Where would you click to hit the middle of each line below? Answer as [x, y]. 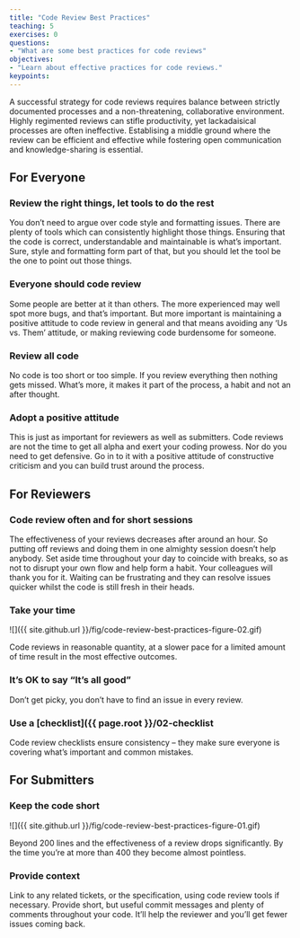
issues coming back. [48, 924]
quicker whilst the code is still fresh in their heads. [102, 587]
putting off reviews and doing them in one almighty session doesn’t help [143, 549]
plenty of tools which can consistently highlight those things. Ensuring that [147, 232]
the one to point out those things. [71, 261]
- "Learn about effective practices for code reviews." [116, 68]
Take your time [43, 610]
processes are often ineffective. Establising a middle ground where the [140, 130]
